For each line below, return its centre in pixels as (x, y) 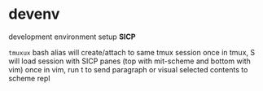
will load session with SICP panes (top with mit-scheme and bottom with (129, 61)
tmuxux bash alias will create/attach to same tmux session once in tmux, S (131, 52)
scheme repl (29, 78)
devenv (34, 14)
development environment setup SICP (72, 37)
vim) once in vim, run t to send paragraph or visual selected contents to (128, 69)
